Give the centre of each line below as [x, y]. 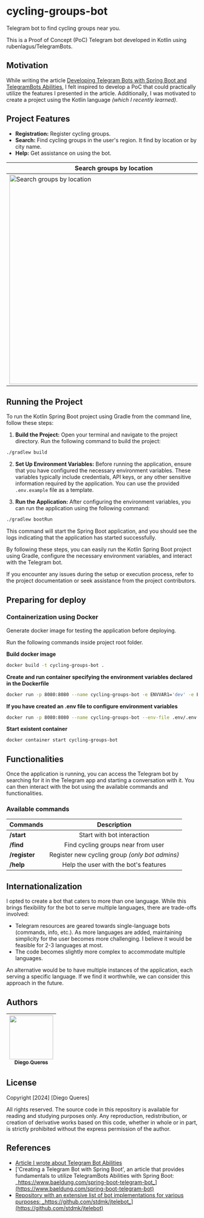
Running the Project [45, 401]
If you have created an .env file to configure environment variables [92, 706]
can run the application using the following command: [82, 508]
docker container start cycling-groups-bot [62, 740]
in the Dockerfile [28, 683]
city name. [28, 146]
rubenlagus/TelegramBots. [39, 46]
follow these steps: [30, 423]
